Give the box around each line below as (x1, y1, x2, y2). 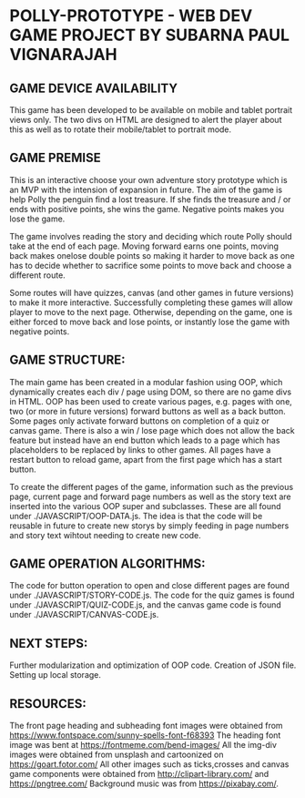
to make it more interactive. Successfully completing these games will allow (9, 297, 293, 308)
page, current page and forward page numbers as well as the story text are (9, 491, 291, 502)
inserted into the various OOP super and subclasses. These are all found (9, 500, 281, 511)
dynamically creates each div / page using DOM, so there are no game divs (9, 386, 292, 397)
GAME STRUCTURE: (9, 353, 126, 368)
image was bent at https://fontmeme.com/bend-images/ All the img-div (9, 740, 278, 751)
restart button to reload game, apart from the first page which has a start (9, 454, 282, 465)
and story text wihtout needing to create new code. (9, 529, 202, 540)
